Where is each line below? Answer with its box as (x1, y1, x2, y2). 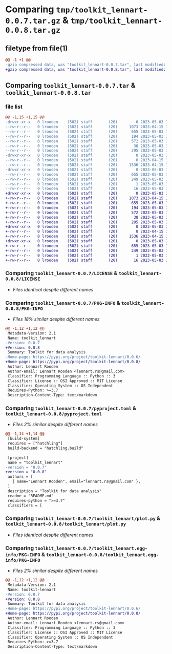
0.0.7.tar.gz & (5, 14, 69, 26)
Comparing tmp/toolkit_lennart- (5, 4, 148, 15)
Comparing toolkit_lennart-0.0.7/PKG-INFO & (5, 299, 120, 306)
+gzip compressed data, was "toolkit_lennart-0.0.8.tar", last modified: (5, 67, 166, 72)
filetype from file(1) (5, 44, 68, 52)
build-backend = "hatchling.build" (7, 446, 83, 451)
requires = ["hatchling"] (7, 441, 63, 446)
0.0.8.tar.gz (5, 26, 60, 35)
